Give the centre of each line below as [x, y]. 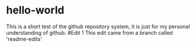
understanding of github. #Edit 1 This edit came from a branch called [89, 32]
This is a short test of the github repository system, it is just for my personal [98, 26]
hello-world [35, 10]
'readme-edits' [24, 39]
